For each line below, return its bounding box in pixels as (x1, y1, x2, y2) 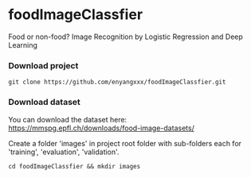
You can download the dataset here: (8, 114, 127, 124)
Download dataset (8, 97, 81, 108)
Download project (8, 60, 79, 71)
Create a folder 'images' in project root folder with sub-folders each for (8, 138, 241, 148)
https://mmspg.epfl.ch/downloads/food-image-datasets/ (8, 123, 195, 133)
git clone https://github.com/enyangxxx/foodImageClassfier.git (8, 78, 226, 87)
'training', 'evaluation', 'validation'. (8, 147, 120, 157)
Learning (8, 40, 38, 49)
